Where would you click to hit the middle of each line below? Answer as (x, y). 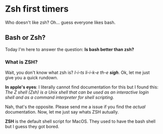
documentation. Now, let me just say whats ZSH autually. (62, 112)
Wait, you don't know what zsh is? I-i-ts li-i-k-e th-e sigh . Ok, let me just (77, 73)
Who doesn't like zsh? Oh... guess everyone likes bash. (60, 22)
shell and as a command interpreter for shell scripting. (60, 98)
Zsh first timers (37, 9)
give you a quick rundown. (32, 78)
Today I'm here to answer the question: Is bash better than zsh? (70, 49)
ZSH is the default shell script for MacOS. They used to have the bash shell (80, 121)
